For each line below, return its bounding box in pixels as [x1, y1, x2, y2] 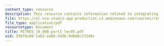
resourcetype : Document [5, 25, 54, 30]
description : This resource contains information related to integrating [5, 11, 159, 16]
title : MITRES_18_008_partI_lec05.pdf [5, 29, 84, 34]
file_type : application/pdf [5, 20, 62, 25]
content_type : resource [5, 7, 54, 12]
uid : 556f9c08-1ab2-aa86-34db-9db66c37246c [5, 34, 95, 39]
